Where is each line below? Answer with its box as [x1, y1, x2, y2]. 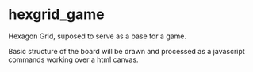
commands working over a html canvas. [8, 55, 139, 64]
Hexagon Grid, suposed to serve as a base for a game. [8, 31, 187, 41]
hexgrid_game [8, 5, 105, 23]
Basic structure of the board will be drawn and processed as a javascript [8, 46, 246, 56]
